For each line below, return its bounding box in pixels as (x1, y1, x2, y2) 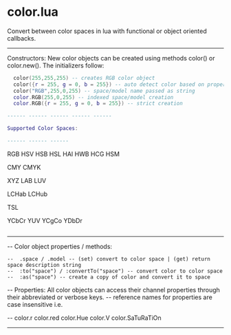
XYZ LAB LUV (7, 176, 47, 184)
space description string (7, 261, 81, 268)
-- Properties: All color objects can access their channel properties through (7, 285, 220, 294)
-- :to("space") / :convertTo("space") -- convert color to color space (7, 268, 223, 274)
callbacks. (7, 34, 36, 42)
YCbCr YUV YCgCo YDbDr (7, 216, 82, 224)
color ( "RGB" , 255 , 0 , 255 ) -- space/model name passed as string (13, 87, 195, 94)
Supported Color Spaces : (7, 125, 78, 132)
